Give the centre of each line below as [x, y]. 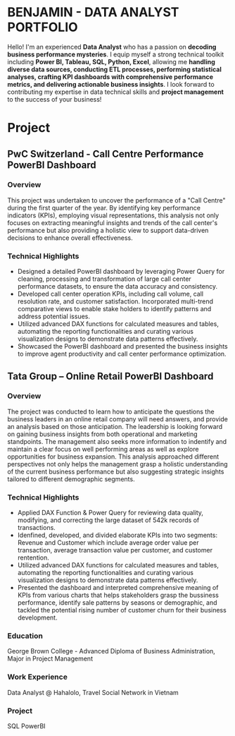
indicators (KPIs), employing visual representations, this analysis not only [113, 215]
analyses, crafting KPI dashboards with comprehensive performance [110, 77]
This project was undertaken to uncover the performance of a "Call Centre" [116, 200]
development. [37, 617]
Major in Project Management [50, 659]
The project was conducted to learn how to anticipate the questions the [111, 411]
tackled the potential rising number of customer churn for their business [122, 610]
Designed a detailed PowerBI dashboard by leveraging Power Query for [121, 272]
